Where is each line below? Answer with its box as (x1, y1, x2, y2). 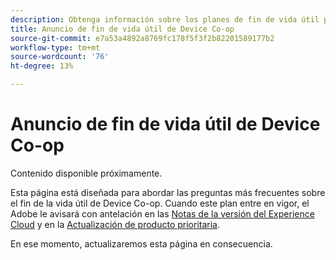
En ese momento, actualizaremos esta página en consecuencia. (10, 237, 273, 250)
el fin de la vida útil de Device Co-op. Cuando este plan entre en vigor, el (10, 197, 310, 209)
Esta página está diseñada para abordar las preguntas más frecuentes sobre (10, 186, 326, 198)
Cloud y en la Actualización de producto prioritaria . (10, 218, 221, 230)
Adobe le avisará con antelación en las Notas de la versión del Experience (10, 207, 315, 220)
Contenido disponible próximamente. (10, 167, 163, 179)
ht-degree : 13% (10, 61, 74, 71)
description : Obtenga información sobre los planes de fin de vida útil (10, 14, 320, 25)
